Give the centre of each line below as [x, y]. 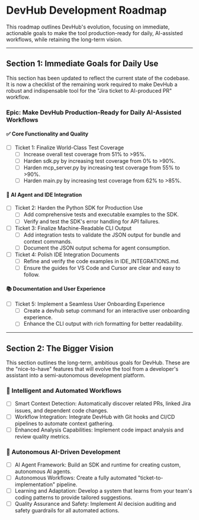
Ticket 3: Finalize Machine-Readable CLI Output [73, 228]
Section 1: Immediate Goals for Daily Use [82, 64]
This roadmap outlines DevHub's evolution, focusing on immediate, [88, 27]
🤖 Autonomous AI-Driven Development [63, 452]
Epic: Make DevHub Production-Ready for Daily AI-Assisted [94, 112]
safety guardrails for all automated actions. [67, 510]
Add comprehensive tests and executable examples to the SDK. [101, 215]
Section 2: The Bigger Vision [60, 348]
